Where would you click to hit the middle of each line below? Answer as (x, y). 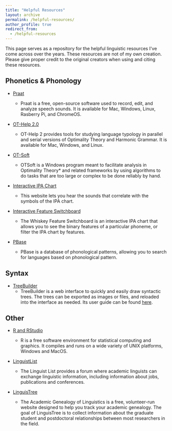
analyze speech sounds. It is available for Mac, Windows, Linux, (88, 109)
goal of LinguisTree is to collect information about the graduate (87, 413)
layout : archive (23, 15)
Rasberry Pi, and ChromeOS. (51, 114)
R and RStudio (28, 330)
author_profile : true (28, 24)
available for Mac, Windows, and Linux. (62, 145)
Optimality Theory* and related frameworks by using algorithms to (90, 170)
